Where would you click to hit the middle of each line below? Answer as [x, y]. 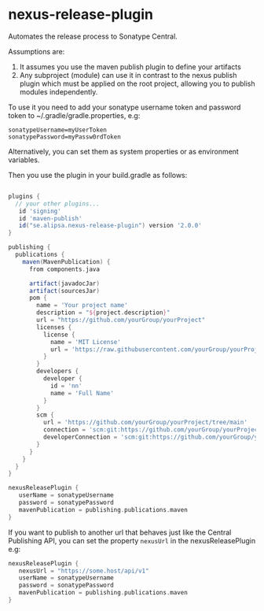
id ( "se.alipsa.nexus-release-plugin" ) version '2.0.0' [110, 226]
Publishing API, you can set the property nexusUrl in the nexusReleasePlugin [132, 540]
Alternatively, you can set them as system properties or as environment [124, 151]
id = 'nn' [66, 386]
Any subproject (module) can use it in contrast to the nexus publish [128, 75]
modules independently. [59, 91]
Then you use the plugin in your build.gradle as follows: [98, 175]
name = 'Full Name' [82, 393]
